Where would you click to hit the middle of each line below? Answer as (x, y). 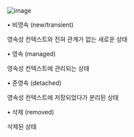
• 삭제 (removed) (31, 112)
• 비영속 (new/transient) (40, 25)
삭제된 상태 (22, 126)
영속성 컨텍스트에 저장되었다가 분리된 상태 (63, 97)
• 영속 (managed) (31, 54)
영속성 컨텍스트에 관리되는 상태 (49, 68)
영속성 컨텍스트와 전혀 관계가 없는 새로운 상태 (67, 39)
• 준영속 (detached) (34, 83)
